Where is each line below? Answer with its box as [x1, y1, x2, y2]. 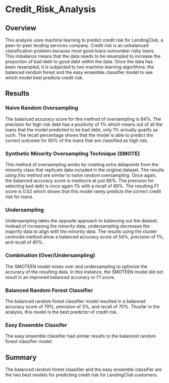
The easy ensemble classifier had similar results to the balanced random [5, 333, 156, 339]
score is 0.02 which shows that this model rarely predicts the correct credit [5, 188, 161, 194]
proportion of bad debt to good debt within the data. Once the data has [5, 59, 153, 64]
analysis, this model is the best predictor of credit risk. [5, 309, 118, 315]
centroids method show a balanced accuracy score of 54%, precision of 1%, [5, 234, 164, 240]
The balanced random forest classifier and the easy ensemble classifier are [5, 366, 162, 372]
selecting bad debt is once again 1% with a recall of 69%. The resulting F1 [5, 183, 159, 189]
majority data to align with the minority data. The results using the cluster [5, 228, 157, 234]
